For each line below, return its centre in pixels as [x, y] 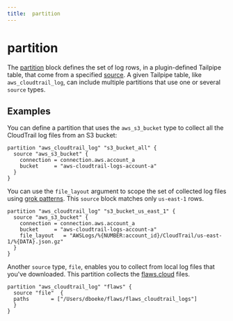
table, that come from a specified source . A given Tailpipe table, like [104, 74]
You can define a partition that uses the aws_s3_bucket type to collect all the [115, 128]
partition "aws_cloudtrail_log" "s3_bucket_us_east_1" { [91, 212]
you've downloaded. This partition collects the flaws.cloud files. [98, 274]
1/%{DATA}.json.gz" [35, 242]
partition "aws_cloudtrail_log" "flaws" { [70, 287]
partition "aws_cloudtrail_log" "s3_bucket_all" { [82, 148]
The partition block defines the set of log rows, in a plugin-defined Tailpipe [114, 67]
